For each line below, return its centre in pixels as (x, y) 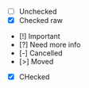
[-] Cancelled (41, 53)
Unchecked (38, 11)
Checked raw (41, 21)
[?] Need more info (50, 45)
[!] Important (39, 36)
